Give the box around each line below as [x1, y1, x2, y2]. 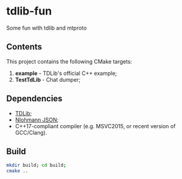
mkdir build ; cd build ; [6, 162, 67, 169]
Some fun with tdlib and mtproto [6, 24, 87, 31]
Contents [6, 42, 42, 52]
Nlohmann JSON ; [15, 116, 59, 123]
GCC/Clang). [15, 129, 47, 136]
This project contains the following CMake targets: [6, 57, 132, 65]
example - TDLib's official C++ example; [15, 70, 117, 77]
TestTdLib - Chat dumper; [15, 76, 81, 83]
